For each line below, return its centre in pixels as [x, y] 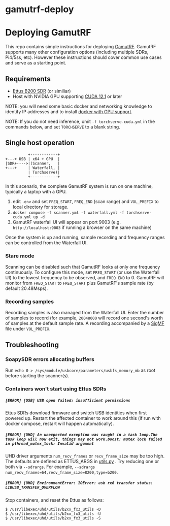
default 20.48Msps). [27, 288]
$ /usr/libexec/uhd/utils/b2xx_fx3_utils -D [53, 509]
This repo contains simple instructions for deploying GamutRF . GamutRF [81, 47]
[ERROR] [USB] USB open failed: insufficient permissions [68, 400]
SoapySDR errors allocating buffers [50, 359]
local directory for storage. [40, 207]
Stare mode [20, 256]
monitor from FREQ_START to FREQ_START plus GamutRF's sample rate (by [79, 283]
